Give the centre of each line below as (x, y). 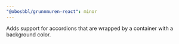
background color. (29, 34)
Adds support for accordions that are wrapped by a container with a (90, 28)
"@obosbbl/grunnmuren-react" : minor (52, 11)
